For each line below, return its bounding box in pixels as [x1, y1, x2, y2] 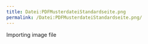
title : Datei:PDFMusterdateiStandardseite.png [6, 8, 126, 15]
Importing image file [6, 31, 56, 38]
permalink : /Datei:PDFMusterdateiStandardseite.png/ [6, 14, 143, 20]
